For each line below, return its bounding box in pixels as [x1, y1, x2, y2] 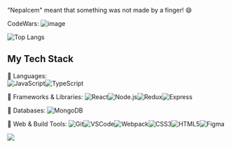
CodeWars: [7, 20, 40, 27]
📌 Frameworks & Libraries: [7, 92, 83, 101]
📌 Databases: [7, 106, 46, 114]
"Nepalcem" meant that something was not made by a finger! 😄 [7, 6, 192, 14]
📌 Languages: [7, 71, 48, 80]
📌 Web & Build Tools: [7, 119, 68, 128]
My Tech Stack [7, 53, 73, 65]
